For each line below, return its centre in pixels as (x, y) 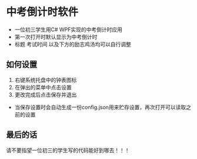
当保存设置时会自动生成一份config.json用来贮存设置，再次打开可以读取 (100, 107)
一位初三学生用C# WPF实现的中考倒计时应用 (68, 29)
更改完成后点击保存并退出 (46, 94)
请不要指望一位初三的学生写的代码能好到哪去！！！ (68, 150)
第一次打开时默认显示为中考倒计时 (56, 37)
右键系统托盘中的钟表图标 (46, 79)
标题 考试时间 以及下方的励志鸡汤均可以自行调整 (73, 44)
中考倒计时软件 (42, 12)
